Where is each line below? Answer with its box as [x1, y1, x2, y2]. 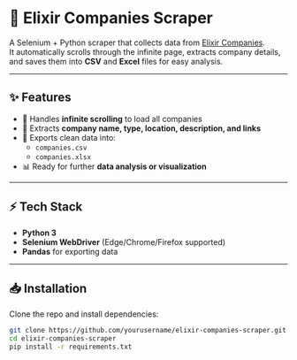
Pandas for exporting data [21, 246, 118, 257]
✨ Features [9, 90, 72, 105]
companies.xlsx [34, 152, 91, 162]
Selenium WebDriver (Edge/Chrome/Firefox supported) [21, 236, 226, 247]
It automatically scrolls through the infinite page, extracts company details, [9, 46, 281, 57]
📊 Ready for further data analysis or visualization [21, 161, 207, 172]
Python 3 [21, 227, 57, 238]
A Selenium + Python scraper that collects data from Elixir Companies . [9, 37, 265, 48]
